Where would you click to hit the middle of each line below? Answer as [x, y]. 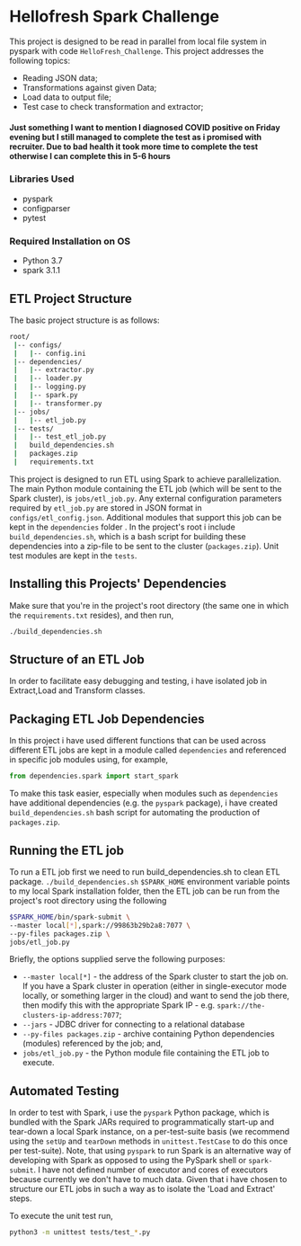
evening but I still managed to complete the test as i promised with [136, 137]
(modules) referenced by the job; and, [93, 1044]
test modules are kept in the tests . [73, 556]
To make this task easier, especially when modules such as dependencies [144, 794]
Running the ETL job [66, 850]
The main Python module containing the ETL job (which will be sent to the [146, 488]
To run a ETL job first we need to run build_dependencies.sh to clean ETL [145, 872]
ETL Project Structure [71, 298]
